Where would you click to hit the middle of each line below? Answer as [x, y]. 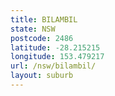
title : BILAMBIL [44, 19]
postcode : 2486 [42, 38]
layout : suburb [42, 76]
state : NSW [33, 29]
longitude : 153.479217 [57, 57]
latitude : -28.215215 [55, 47]
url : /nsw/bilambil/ [53, 66]
